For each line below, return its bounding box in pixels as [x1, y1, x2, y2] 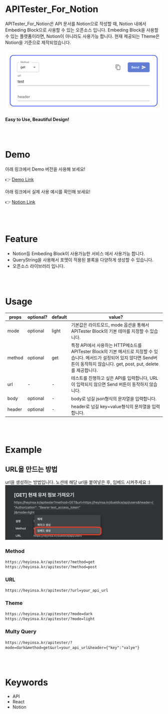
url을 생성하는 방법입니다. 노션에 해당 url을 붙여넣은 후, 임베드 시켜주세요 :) [5, 479, 151, 485]
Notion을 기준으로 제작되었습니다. [5, 39, 71, 46]
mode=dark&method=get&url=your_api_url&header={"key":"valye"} [5, 645, 140, 650]
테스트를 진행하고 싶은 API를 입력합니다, [71, 375, 149, 381]
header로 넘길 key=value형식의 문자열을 [71, 403, 151, 409]
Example [5, 444, 42, 455]
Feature [5, 234, 38, 245]
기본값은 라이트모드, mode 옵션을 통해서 [71, 322, 149, 328]
